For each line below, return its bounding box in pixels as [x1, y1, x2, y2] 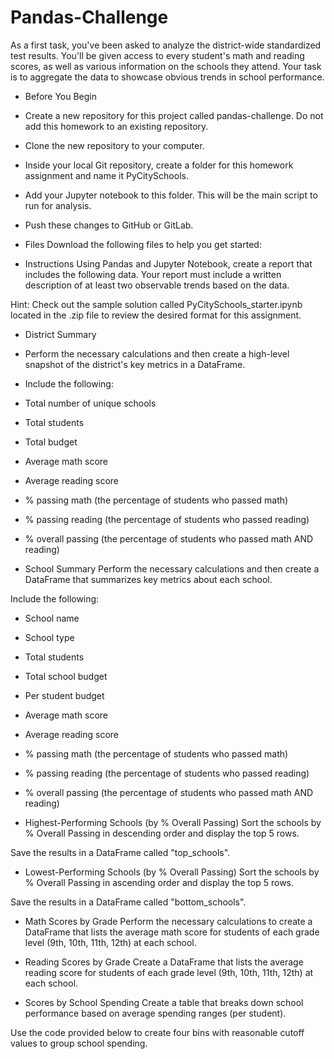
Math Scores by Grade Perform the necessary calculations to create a [24, 915, 313, 927]
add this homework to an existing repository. [24, 120, 209, 132]
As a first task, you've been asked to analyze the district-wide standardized [10, 39, 322, 51]
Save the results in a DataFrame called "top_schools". [10, 846, 231, 858]
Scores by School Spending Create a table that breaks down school [24, 996, 304, 1008]
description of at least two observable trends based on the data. [24, 279, 290, 291]
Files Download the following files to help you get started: [24, 238, 262, 250]
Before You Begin [24, 90, 98, 102]
